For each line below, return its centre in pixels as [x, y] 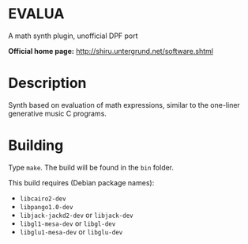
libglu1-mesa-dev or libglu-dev [71, 231]
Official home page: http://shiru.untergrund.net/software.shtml [111, 51]
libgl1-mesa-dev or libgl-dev [68, 223]
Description [47, 83]
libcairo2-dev [43, 199]
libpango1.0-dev [46, 207]
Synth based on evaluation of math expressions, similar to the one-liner [124, 105]
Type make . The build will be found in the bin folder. [91, 167]
